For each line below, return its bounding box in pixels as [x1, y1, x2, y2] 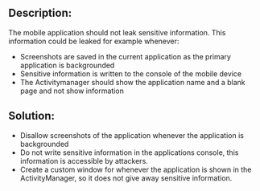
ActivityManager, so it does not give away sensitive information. [19, 173, 233, 183]
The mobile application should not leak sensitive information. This [8, 27, 226, 37]
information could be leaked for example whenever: [8, 36, 180, 46]
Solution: [8, 109, 55, 123]
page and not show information [19, 86, 125, 95]
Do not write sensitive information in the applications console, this [19, 148, 239, 157]
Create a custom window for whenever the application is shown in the [19, 165, 252, 174]
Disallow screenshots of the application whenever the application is [19, 130, 244, 140]
